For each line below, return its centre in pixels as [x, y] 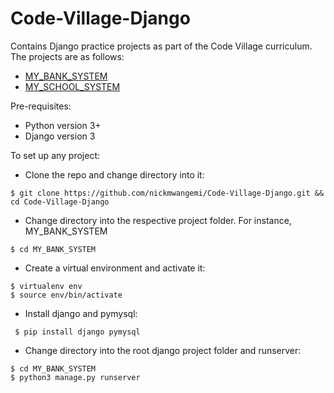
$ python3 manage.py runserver [75, 377]
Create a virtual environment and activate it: [115, 268]
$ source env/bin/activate [66, 295]
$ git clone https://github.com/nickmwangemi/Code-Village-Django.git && [167, 193]
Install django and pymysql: [81, 313]
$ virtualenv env [46, 286]
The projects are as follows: [67, 56]
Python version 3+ [63, 125]
